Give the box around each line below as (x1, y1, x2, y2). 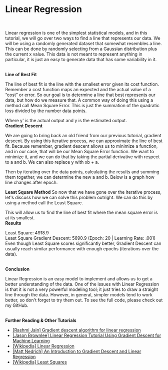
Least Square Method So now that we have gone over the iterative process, (5, 189, 161, 195)
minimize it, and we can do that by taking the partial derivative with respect (5, 154, 160, 160)
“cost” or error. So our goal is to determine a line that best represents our (5, 92, 156, 98)
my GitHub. (5, 302, 28, 308)
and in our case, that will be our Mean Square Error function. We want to (5, 148, 154, 154)
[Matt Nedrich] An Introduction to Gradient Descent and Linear (12, 348, 141, 354)
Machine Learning (12, 337, 50, 343)
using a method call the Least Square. (5, 199, 83, 206)
